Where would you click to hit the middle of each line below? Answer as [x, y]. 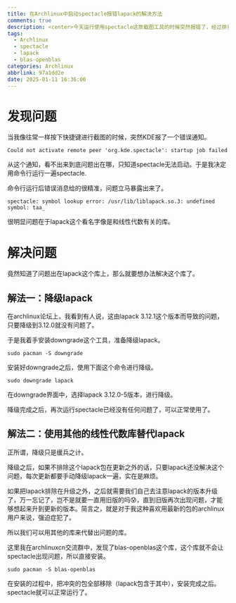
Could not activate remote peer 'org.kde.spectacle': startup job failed [118, 151]
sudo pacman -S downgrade [45, 354]
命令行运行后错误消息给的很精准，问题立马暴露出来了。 [87, 188]
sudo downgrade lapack [40, 381]
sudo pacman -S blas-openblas [52, 569]
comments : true [29, 20]
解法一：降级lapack [50, 298]
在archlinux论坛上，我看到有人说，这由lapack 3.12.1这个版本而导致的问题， [115, 316]
